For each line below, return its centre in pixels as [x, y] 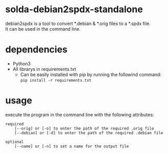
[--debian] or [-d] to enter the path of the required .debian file [89, 133]
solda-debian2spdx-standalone [74, 9]
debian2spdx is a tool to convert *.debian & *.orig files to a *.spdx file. [78, 23]
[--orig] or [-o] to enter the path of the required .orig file [84, 129]
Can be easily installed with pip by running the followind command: [91, 74]
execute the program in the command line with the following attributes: [80, 114]
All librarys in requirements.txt [44, 69]
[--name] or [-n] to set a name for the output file [72, 146]
